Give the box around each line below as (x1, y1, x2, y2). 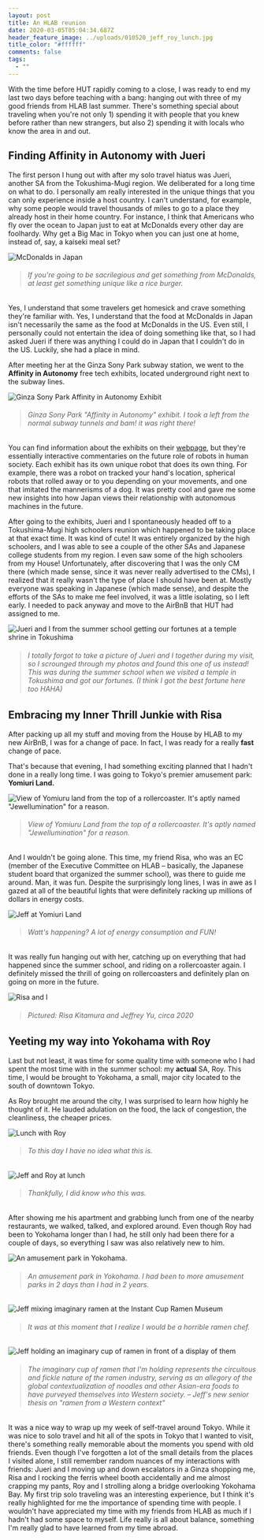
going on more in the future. (8, 978, 99, 986)
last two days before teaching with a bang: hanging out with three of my (8, 92, 242, 102)
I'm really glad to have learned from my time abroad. (8, 1523, 179, 1532)
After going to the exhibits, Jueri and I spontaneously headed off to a (8, 517, 232, 526)
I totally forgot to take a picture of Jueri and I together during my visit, (27, 651, 255, 660)
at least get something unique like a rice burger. (27, 279, 184, 288)
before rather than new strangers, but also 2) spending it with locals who (8, 117, 244, 127)
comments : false (8, 48, 61, 56)
